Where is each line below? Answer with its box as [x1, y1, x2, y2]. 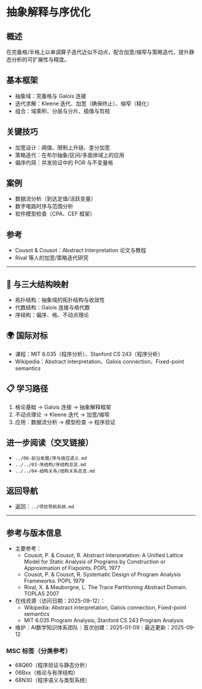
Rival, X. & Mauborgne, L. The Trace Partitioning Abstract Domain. [23, 584, 188, 591]
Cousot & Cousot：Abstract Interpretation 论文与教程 [14, 247, 147, 254]
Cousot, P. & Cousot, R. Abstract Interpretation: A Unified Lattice [23, 552, 183, 559]
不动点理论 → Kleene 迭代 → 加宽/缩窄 [14, 410, 110, 418]
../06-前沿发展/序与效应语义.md [14, 455, 87, 461]
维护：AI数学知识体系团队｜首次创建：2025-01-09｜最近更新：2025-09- [14, 624, 195, 631]
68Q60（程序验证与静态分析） [14, 661, 91, 669]
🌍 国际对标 [6, 330, 48, 341]
